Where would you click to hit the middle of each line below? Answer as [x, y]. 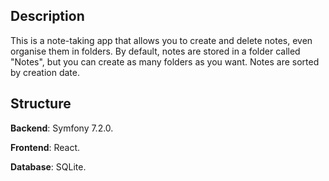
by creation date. [45, 72]
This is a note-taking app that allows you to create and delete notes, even [161, 40]
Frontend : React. [45, 147]
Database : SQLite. [48, 166]
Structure [41, 104]
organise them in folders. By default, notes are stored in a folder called [155, 51]
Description [47, 16]
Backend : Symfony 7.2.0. [62, 128]
